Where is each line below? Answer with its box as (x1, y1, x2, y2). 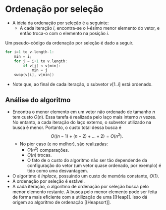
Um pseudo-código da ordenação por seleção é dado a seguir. (5, 40, 134, 45)
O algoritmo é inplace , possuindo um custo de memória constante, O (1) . (12, 173, 160, 179)
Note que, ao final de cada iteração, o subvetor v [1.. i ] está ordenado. (12, 82, 153, 87)
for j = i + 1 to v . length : (14, 58, 68, 64)
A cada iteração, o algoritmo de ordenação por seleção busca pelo (12, 184, 149, 190)
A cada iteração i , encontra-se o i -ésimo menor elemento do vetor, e (19, 25, 160, 31)
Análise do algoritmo (5, 95, 71, 104)
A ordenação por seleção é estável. (12, 178, 85, 184)
